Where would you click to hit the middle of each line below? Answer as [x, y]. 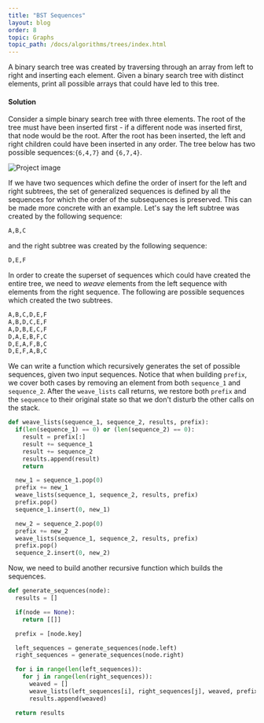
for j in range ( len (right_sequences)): [88, 677]
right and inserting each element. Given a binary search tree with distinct [126, 75]
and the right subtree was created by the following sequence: [108, 246]
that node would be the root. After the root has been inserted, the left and [127, 136]
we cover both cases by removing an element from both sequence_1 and [125, 383]
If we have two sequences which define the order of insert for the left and [128, 183]
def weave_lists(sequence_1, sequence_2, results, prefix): [109, 422]
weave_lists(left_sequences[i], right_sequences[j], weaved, [131, 691]
